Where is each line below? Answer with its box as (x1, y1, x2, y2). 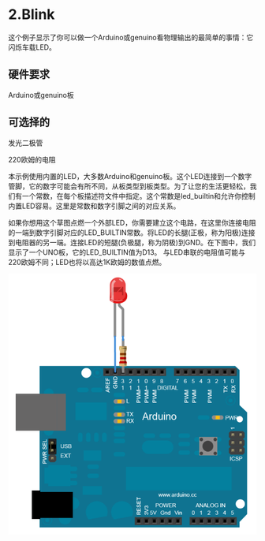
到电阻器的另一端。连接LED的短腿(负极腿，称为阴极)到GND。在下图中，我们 (8, 237, 256, 247)
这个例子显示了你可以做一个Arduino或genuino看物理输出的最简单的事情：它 (8, 32, 254, 42)
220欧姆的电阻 (8, 155, 56, 164)
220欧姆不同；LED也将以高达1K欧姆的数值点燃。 (8, 257, 166, 267)
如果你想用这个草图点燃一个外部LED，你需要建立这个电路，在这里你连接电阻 (8, 218, 256, 227)
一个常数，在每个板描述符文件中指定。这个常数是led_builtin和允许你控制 (21, 191, 256, 200)
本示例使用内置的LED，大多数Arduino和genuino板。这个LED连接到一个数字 (8, 171, 252, 181)
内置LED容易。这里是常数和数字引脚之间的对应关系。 (8, 201, 181, 211)
